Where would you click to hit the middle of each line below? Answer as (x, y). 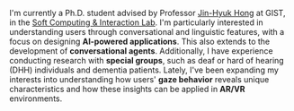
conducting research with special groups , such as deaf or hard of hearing (147, 60)
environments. (36, 98)
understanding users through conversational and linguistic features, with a (147, 32)
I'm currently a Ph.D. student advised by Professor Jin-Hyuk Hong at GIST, (147, 13)
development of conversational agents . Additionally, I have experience (141, 51)
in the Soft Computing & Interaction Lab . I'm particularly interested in (136, 22)
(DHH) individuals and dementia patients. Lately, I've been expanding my (144, 70)
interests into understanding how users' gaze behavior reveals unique (139, 79)
